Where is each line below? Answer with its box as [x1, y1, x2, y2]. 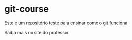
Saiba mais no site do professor [4, 29, 69, 35]
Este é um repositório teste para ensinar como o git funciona [4, 20, 128, 26]
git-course [4, 3, 49, 15]
